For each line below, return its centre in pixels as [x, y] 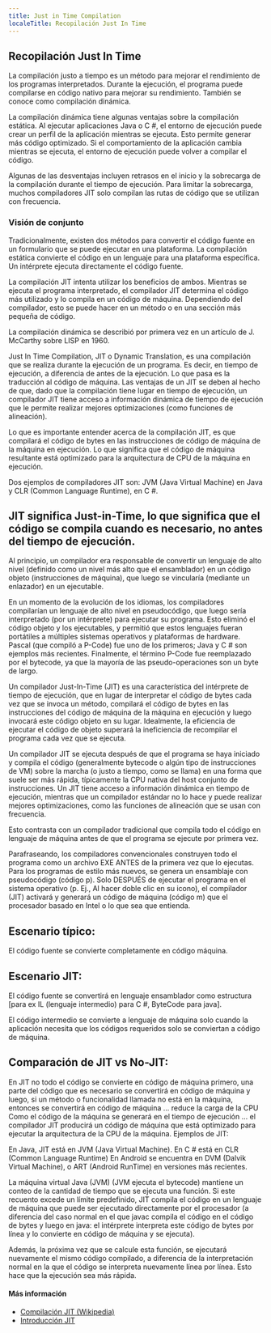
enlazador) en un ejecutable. [56, 587]
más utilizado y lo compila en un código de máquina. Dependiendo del [125, 299]
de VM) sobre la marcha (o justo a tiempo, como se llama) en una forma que [135, 771]
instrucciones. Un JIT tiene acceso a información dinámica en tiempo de [129, 788]
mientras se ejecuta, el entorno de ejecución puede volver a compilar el [128, 151]
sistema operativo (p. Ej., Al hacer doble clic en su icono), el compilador [128, 889]
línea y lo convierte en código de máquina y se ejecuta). [102, 1233]
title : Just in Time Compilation [65, 16]
